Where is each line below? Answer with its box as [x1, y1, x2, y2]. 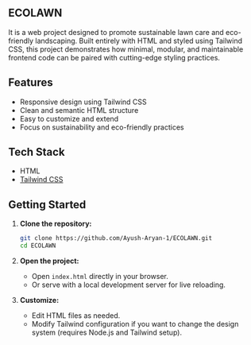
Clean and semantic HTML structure [19, 105, 139, 114]
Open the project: [19, 256, 79, 266]
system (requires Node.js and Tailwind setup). [31, 328, 183, 337]
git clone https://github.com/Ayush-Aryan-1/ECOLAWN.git [19, 235, 213, 242]
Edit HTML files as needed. [31, 311, 121, 320]
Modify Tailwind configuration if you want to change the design [31, 320, 239, 328]
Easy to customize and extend [19, 114, 119, 123]
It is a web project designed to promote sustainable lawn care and [8, 27, 224, 37]
